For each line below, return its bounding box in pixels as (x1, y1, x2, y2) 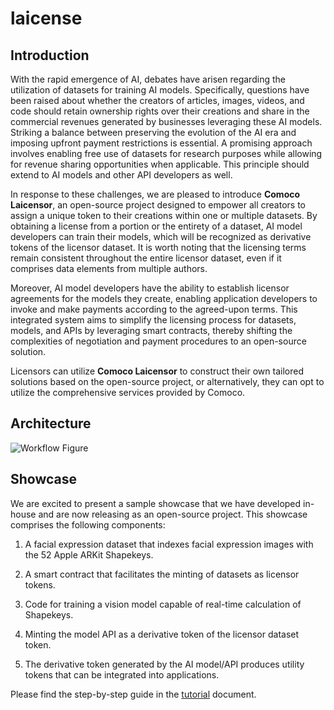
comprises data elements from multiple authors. (10, 263, 208, 274)
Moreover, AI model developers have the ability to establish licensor (10, 282, 290, 294)
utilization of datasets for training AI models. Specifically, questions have (10, 84, 310, 96)
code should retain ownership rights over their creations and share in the (10, 105, 310, 117)
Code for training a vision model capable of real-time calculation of (24, 598, 302, 610)
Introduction (10, 47, 90, 64)
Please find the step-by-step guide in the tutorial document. (10, 688, 257, 700)
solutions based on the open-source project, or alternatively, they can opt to (10, 376, 325, 387)
